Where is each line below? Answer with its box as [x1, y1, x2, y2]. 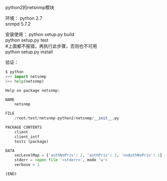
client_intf [14, 134, 40, 139]
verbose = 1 [14, 162, 40, 167]
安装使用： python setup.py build [5, 31, 75, 37]
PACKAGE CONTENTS [5, 125, 42, 130]
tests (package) [14, 139, 49, 144]
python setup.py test [5, 37, 49, 43]
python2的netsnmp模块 [5, 5, 54, 10]
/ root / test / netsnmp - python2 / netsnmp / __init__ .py [14, 116, 119, 121]
